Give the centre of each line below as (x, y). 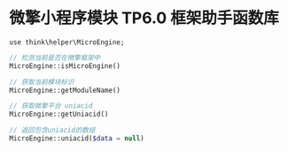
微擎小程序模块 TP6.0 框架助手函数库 (144, 18)
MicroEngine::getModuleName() (65, 90)
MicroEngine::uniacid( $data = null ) (77, 139)
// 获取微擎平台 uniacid (51, 106)
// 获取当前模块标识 (42, 82)
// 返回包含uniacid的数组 (52, 130)
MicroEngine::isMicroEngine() (65, 66)
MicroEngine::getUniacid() (59, 114)
